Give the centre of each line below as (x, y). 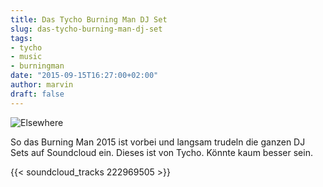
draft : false (37, 94)
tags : (21, 38)
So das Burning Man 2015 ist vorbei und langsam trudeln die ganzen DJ (158, 142)
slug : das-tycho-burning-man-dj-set (86, 29)
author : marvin (42, 85)
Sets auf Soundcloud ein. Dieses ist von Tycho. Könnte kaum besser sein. (161, 152)
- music (26, 57)
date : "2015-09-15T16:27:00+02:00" (84, 76)
